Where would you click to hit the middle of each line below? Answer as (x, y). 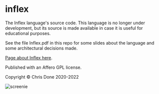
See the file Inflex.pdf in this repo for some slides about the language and (80, 43)
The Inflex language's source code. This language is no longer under (75, 23)
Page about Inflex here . (29, 57)
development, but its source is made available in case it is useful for (74, 28)
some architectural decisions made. (41, 48)
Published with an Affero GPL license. (43, 67)
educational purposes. (28, 33)
